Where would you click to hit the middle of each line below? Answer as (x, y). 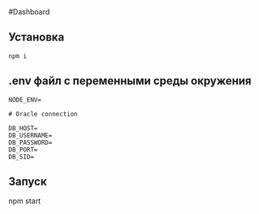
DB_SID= (22, 157)
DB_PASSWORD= (30, 142)
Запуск (28, 182)
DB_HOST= (23, 128)
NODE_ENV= (25, 100)
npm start (25, 201)
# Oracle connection (43, 114)
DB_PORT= (23, 150)
